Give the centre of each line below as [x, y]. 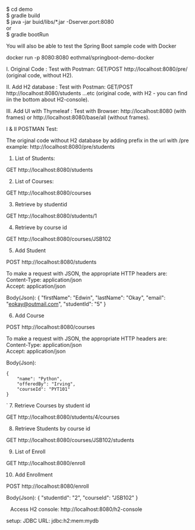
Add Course [29, 316]
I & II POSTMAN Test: [32, 129]
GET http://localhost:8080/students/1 [51, 216]
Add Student [30, 250]
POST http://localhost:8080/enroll [48, 486]
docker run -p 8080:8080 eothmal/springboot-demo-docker [80, 57]
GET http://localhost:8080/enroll [46, 463]
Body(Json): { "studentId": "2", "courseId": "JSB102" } [72, 498]
